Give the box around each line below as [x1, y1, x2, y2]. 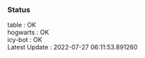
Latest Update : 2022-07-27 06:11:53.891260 [7, 43, 138, 52]
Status [7, 5, 30, 15]
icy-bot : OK [7, 36, 42, 44]
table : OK [7, 21, 37, 29]
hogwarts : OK [7, 28, 50, 36]
